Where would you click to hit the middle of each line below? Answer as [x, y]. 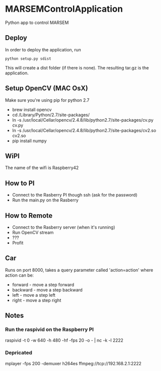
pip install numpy [29, 141]
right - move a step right [36, 300]
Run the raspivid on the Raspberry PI [49, 329]
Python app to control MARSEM [37, 22]
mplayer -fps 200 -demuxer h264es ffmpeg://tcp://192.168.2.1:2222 [73, 363]
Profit [18, 243]
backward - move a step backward [47, 290]
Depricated [19, 353]
